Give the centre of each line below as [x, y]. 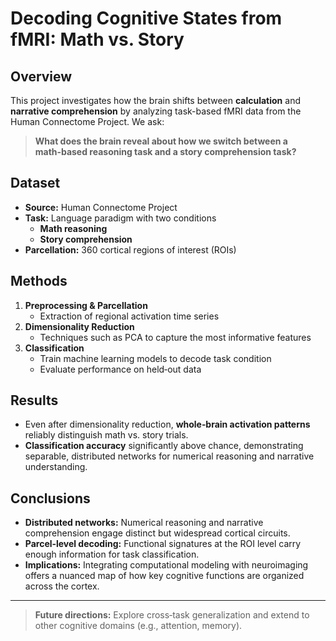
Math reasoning [73, 228]
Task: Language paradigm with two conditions [120, 218]
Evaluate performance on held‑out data [120, 369]
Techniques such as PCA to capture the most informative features [175, 337]
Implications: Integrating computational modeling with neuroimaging [166, 565]
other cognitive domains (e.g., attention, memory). [138, 626]
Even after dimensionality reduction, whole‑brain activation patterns [167, 424]
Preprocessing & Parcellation [86, 305]
